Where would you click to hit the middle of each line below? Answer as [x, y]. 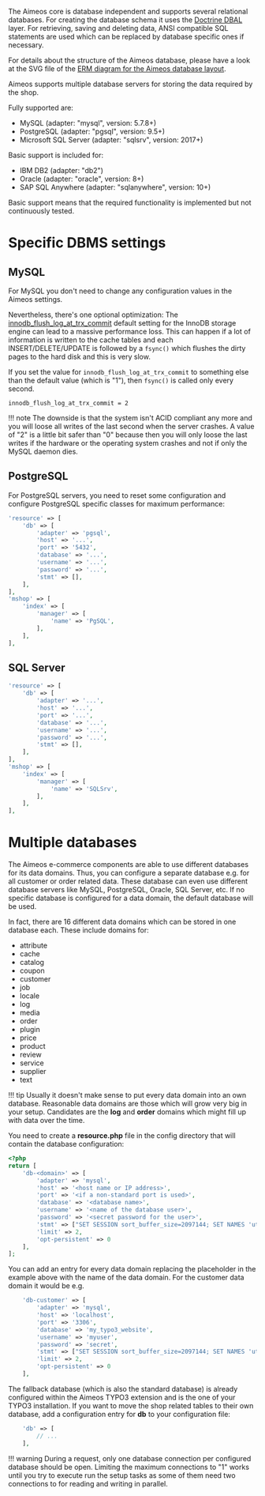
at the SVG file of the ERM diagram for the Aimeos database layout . [117, 69]
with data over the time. [47, 1121]
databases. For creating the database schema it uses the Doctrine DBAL [125, 20]
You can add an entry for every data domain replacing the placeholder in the [132, 1269]
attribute [34, 946]
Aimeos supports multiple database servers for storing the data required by [131, 84]
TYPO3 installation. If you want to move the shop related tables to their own [131, 1405]
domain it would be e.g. [46, 1286]
